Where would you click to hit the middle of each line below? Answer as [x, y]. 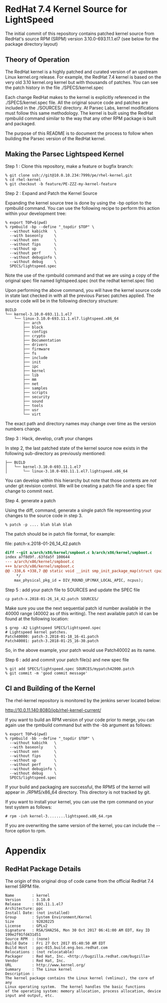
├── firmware [37, 349]
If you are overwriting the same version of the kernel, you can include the [80, 825]
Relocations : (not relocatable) [40, 952]
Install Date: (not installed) [38, 913]
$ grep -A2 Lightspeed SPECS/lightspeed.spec [53, 628]
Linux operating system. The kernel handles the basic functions [75, 987]
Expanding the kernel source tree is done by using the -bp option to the [78, 203]
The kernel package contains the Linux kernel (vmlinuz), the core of [80, 978]
